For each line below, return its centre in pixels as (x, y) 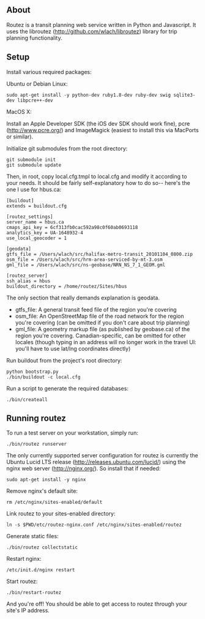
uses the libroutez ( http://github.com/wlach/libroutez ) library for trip (92, 31)
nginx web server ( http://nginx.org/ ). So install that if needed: (84, 468)
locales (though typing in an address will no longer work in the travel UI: (106, 342)
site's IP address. (28, 610)
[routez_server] (27, 276)
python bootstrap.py (33, 372)
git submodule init (31, 159)
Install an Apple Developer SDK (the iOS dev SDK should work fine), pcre (98, 123)
